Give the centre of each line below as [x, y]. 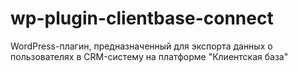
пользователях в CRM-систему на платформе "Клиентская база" [149, 56]
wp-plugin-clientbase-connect [142, 18]
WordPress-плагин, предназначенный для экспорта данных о [141, 46]
